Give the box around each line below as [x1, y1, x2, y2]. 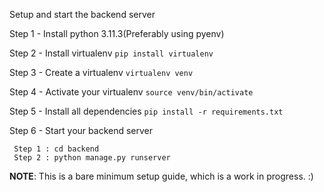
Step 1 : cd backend [13, 144, 100, 154]
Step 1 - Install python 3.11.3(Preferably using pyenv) [9, 28, 225, 39]
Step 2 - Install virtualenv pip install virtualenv [9, 47, 214, 59]
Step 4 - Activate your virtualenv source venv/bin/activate [9, 86, 254, 98]
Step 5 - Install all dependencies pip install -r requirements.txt [9, 105, 284, 117]
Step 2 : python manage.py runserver [13, 153, 171, 163]
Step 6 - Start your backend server [9, 125, 154, 136]
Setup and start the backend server [9, 9, 156, 20]
